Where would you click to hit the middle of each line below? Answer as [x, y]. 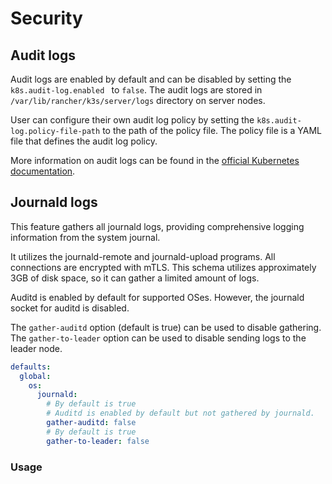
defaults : [31, 367]
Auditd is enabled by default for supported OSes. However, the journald [157, 297]
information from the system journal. [85, 237]
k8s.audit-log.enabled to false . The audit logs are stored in [136, 90]
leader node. [36, 348]
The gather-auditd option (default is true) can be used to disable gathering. [166, 327]
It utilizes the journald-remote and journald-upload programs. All [143, 256]
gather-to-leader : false [98, 441]
